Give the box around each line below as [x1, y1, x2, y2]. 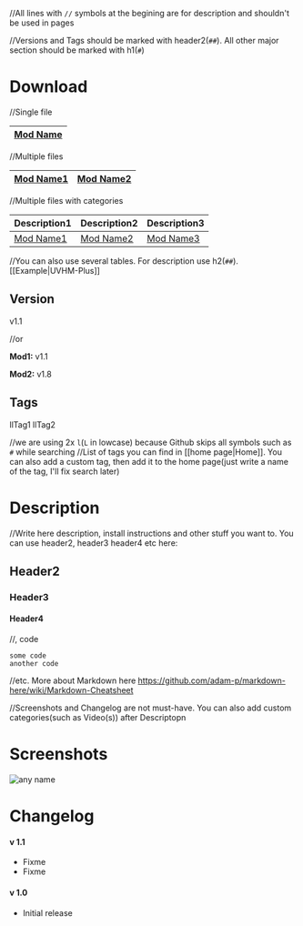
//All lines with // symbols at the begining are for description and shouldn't [9, 8, 289, 18]
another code [9, 659, 59, 669]
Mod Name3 [146, 232, 200, 245]
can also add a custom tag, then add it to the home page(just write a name [9, 456, 289, 467]
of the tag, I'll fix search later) [9, 466, 120, 477]
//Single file [9, 106, 53, 117]
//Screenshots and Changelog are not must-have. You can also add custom [9, 702, 292, 713]
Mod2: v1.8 [9, 368, 52, 379]
